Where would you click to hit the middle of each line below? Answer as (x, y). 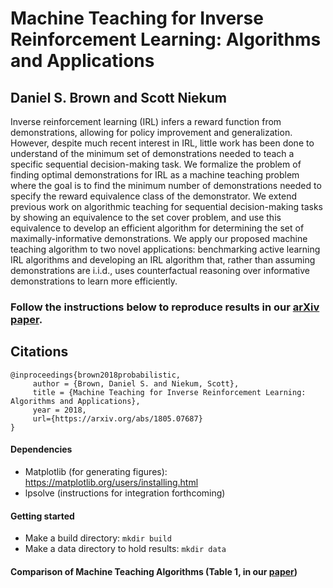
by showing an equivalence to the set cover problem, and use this (146, 217)
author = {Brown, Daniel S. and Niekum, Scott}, (136, 383)
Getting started (42, 516)
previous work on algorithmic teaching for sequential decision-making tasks (166, 206)
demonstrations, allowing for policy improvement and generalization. (151, 132)
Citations (39, 352)
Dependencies (41, 449)
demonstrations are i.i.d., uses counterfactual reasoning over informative (160, 270)
